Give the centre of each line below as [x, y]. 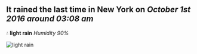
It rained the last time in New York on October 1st [98, 10]
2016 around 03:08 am [50, 19]
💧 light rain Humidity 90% [38, 33]
